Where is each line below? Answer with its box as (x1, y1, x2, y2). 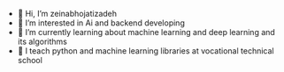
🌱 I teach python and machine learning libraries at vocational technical (17, 46, 274, 56)
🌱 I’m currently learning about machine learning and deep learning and (17, 27, 276, 37)
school (17, 55, 42, 65)
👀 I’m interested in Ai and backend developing (17, 18, 186, 28)
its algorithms (17, 36, 68, 47)
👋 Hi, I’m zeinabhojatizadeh (17, 9, 118, 18)
